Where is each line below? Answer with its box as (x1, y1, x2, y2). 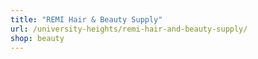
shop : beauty (10, 33, 65, 43)
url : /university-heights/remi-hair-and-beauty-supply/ (10, 24, 248, 34)
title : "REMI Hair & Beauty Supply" (10, 14, 163, 25)
